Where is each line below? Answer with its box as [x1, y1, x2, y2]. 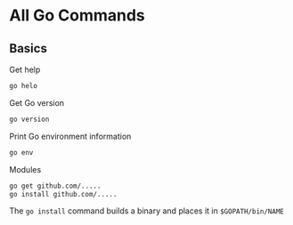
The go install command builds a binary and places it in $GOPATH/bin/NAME [9, 205, 285, 216]
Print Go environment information [9, 131, 132, 141]
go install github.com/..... [9, 189, 118, 198]
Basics [9, 41, 47, 56]
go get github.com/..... [9, 181, 102, 190]
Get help [9, 64, 41, 75]
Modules [9, 164, 42, 174]
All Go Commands [9, 5, 145, 26]
